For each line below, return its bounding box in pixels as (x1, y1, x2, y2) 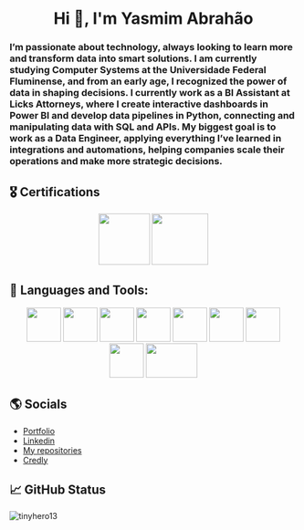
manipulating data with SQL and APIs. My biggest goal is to (9, 120, 277, 133)
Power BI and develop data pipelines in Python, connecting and (9, 109, 295, 122)
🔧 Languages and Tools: (9, 283, 149, 298)
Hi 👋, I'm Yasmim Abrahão (53, 8, 254, 29)
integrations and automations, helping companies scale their (9, 143, 285, 156)
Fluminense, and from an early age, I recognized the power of (9, 75, 288, 88)
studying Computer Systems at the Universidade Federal (9, 64, 267, 77)
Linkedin (22, 435, 56, 446)
